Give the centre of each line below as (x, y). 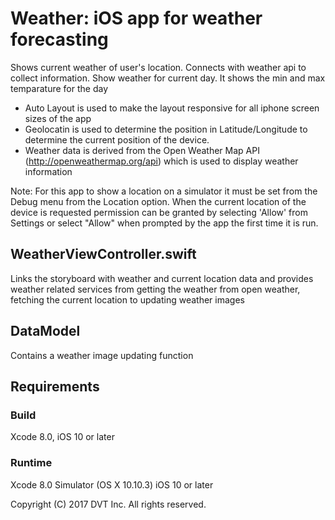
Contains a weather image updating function (102, 355)
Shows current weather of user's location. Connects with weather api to (158, 67)
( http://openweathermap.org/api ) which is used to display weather (161, 161)
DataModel (45, 331)
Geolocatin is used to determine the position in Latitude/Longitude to (166, 129)
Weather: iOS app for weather (136, 18)
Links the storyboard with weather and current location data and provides (162, 278)
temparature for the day (59, 88)
